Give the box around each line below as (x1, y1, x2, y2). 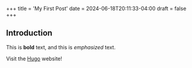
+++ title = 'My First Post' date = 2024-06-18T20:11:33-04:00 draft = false (6, 5, 187, 12)
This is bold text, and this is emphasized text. (6, 43, 116, 50)
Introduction (6, 28, 53, 38)
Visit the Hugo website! (6, 55, 63, 62)
